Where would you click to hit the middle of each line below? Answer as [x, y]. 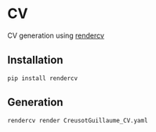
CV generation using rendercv [56, 35]
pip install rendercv [43, 78]
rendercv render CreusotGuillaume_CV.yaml [78, 120]
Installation [35, 60]
